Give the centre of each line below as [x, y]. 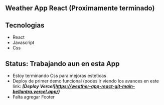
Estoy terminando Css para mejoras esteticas [59, 76]
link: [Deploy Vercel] [34, 86]
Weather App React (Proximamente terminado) [80, 8]
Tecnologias [25, 25]
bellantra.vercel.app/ [35, 91]
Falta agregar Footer [34, 97]
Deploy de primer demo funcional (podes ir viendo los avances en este [86, 81]
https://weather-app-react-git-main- [95, 86]
